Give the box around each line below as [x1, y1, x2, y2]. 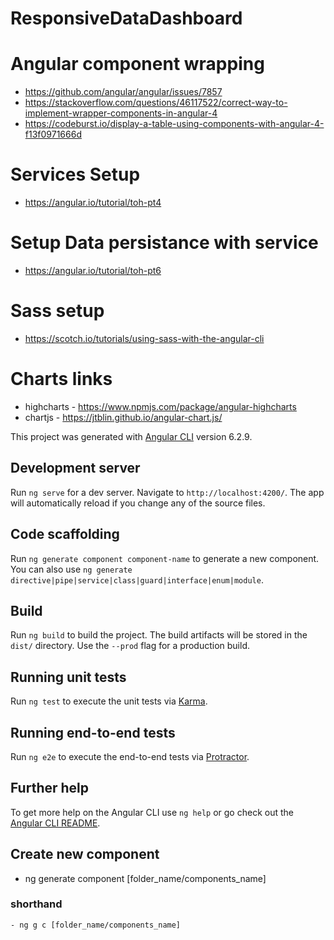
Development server [10, 460, 141, 477]
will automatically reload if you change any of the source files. [10, 497, 266, 509]
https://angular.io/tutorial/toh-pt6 [24, 265, 162, 276]
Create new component [10, 846, 160, 863]
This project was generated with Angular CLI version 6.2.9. [10, 430, 253, 442]
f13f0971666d [24, 128, 82, 141]
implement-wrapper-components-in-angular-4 [24, 107, 218, 119]
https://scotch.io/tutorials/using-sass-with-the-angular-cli [24, 332, 265, 344]
